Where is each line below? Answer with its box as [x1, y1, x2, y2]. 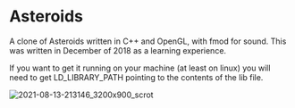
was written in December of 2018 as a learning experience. [9, 45, 226, 55]
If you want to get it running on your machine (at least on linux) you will [9, 62, 271, 73]
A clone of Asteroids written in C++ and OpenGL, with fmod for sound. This [9, 36, 287, 46]
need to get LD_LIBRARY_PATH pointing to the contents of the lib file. [9, 71, 264, 82]
